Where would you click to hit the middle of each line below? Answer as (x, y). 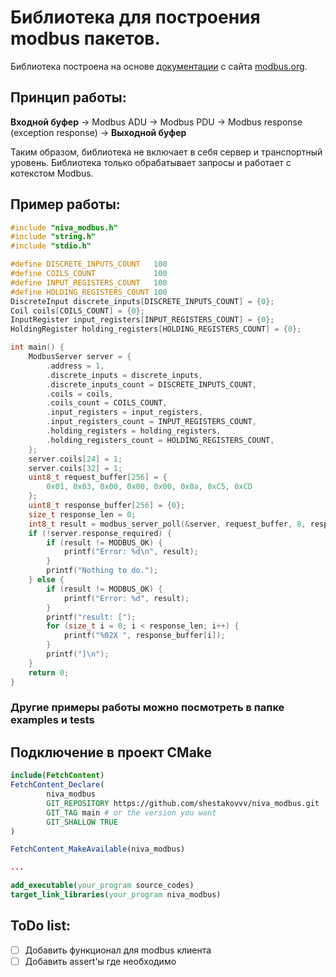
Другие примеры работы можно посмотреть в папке (147, 708)
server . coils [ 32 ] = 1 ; (75, 468)
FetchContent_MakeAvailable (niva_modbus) (98, 849)
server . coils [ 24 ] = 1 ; (75, 459)
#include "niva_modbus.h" (64, 227)
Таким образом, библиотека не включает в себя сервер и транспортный (166, 152)
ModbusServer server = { (80, 357)
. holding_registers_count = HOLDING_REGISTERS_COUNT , (160, 440)
